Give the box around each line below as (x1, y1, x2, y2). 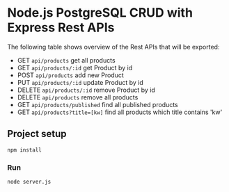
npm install (7, 146, 42, 154)
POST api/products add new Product (17, 71, 124, 79)
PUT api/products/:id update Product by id (17, 78, 144, 86)
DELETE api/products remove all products (17, 93, 139, 102)
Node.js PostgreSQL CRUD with (7, 5, 194, 21)
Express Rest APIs (7, 19, 115, 35)
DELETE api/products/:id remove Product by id (17, 86, 155, 94)
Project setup (7, 128, 68, 140)
